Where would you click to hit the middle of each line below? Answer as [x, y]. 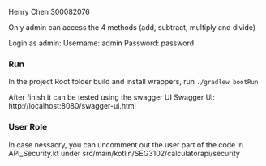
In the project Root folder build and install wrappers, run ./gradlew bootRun [133, 82]
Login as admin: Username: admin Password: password [101, 43]
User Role [28, 127]
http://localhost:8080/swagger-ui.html [72, 106]
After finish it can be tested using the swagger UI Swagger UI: [112, 97]
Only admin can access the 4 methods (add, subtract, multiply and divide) [132, 27]
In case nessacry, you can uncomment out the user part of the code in [126, 144]
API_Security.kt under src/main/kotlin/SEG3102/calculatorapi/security [124, 153]
